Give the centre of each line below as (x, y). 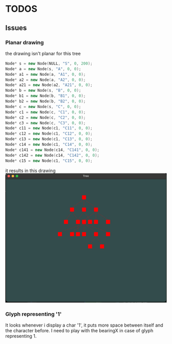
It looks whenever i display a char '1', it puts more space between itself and (84, 325)
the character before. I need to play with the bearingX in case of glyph (79, 330)
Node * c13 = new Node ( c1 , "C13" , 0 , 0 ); (49, 139)
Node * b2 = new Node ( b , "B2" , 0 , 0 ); (46, 101)
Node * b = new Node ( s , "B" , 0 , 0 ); (43, 91)
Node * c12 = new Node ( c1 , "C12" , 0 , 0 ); (49, 134)
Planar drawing (25, 42)
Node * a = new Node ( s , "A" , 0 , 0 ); (43, 69)
